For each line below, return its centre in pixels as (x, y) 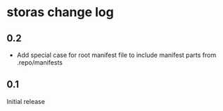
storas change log (60, 12)
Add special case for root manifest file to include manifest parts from (116, 55)
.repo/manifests (39, 63)
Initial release (26, 101)
